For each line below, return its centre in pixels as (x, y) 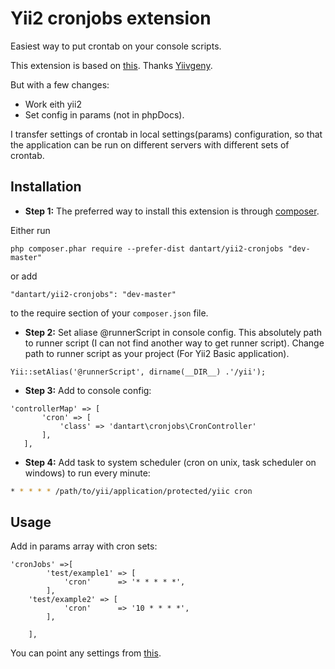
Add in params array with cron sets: (84, 546)
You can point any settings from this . (86, 653)
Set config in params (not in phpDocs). (104, 114)
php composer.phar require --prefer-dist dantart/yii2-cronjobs (147, 248)
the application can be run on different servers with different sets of (150, 144)
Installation (46, 187)
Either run (30, 230)
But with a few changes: (60, 84)
